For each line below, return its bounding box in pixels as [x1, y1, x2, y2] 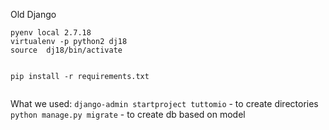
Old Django [10, 9, 57, 20]
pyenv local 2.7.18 [10, 28, 92, 38]
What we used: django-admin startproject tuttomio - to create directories [10, 98, 319, 109]
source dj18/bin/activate [10, 45, 123, 55]
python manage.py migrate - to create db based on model [10, 109, 246, 120]
